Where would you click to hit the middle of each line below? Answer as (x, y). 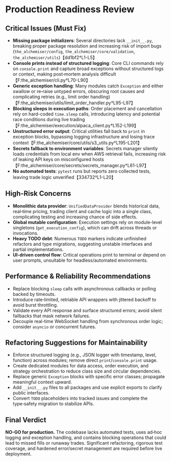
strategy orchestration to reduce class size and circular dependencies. (87, 371)
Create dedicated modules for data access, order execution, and (81, 366)
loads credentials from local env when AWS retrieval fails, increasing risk (89, 154)
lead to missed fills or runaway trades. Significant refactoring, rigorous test (84, 443)
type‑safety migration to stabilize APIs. (53, 404)
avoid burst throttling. (35, 305)
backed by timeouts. (34, 294)
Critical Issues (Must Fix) (46, 28)
